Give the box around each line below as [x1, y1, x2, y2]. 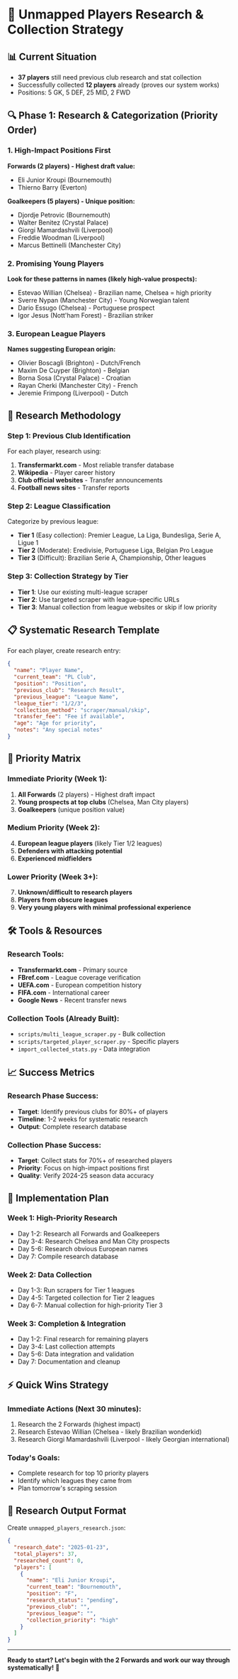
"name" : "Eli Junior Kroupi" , [25, 1577, 115, 1584]
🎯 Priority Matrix [7, 752, 81, 765]
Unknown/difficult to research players [17, 888, 132, 897]
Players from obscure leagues [17, 895, 108, 905]
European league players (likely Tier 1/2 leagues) [17, 838, 163, 848]
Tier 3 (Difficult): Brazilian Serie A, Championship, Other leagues [17, 554, 207, 562]
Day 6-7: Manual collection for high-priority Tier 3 [17, 1301, 163, 1310]
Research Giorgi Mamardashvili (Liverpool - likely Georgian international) [17, 1435, 230, 1444]
